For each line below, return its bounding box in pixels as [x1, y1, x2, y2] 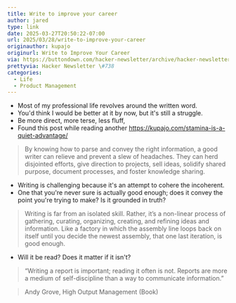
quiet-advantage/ [17, 131, 68, 140]
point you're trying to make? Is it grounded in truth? [17, 196, 166, 205]
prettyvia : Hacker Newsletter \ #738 [7, 63, 114, 70]
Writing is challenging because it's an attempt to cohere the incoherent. [17, 181, 225, 190]
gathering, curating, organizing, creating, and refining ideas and [24, 217, 209, 226]
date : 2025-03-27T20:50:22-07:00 [7, 30, 105, 37]
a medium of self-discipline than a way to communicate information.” [24, 274, 224, 283]
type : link [7, 23, 39, 30]
